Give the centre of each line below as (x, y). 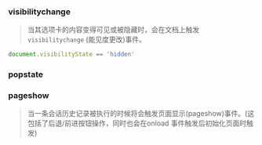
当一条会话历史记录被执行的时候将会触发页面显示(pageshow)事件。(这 (141, 114)
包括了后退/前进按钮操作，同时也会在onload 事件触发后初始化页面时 (137, 123)
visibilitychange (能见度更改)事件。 (87, 40)
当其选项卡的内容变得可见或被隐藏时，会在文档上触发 (113, 30)
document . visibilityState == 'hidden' (71, 54)
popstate (25, 74)
